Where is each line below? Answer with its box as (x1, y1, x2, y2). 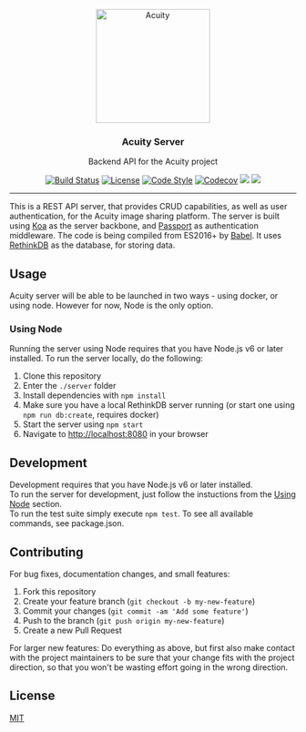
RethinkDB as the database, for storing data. (9, 239, 176, 250)
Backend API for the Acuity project (87, 156, 219, 168)
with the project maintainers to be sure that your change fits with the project (9, 652, 295, 664)
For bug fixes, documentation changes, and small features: (9, 569, 230, 580)
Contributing (9, 544, 84, 560)
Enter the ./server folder (22, 381, 117, 391)
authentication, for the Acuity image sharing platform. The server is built (9, 210, 280, 222)
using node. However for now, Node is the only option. (9, 300, 214, 311)
